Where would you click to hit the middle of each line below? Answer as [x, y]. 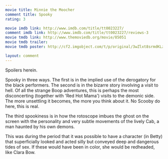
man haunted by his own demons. [40, 126]
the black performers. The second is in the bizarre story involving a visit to [82, 85]
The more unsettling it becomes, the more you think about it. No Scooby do [83, 101]
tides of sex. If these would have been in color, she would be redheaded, [80, 147]
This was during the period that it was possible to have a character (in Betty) [84, 136]
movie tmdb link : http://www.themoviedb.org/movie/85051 [66, 37]
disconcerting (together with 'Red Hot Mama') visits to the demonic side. [80, 95]
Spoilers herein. [21, 70]
